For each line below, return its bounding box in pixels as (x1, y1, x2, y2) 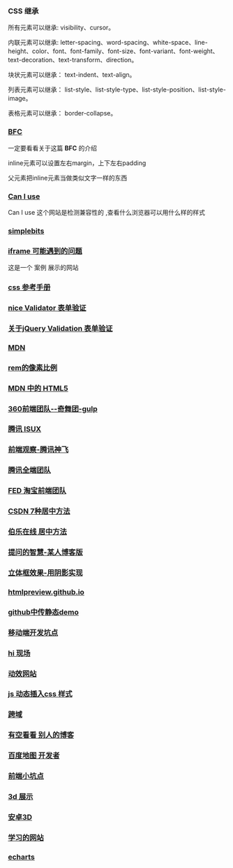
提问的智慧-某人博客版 (8, 548, 83, 557)
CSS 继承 (8, 6, 39, 15)
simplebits (8, 226, 45, 236)
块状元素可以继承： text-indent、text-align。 (8, 71, 136, 79)
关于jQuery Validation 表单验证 (8, 323, 113, 333)
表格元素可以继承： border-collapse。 (8, 109, 117, 118)
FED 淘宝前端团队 (8, 486, 67, 496)
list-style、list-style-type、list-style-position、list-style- (64, 85, 226, 94)
